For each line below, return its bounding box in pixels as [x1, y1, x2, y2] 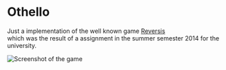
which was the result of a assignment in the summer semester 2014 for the [7, 34, 220, 42]
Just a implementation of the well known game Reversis [7, 27, 165, 35]
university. [7, 41, 37, 49]
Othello [7, 4, 50, 20]
